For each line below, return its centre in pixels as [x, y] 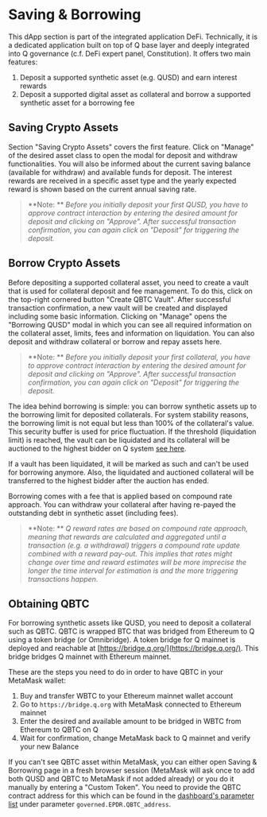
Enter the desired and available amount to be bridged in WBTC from [130, 722]
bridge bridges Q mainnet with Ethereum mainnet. [90, 656]
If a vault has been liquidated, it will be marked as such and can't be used [128, 463]
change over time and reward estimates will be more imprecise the [137, 562]
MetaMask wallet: [37, 680]
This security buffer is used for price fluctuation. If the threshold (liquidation [132, 432]
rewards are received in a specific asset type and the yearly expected [122, 180]
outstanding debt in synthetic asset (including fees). [93, 513]
